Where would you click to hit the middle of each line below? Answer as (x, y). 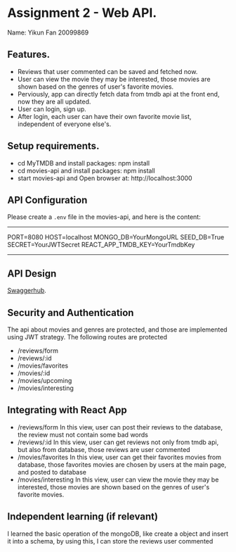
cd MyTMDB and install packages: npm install (83, 163)
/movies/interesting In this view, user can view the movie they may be (118, 479)
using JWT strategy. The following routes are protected (87, 337)
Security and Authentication (71, 312)
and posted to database (52, 472)
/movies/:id (34, 373)
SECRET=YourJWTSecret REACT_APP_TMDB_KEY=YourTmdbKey (101, 245)
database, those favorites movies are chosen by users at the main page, (122, 464)
